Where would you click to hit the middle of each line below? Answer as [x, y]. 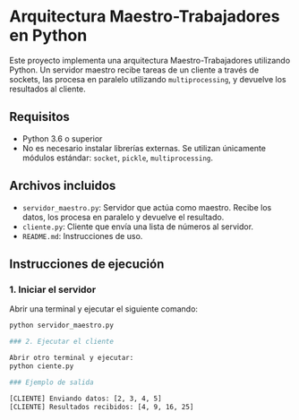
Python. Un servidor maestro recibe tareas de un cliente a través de [134, 70]
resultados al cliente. [48, 89]
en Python [48, 35]
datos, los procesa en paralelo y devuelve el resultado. [123, 217]
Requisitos [39, 117]
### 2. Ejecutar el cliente [62, 342]
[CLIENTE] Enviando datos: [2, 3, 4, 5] [86, 399]
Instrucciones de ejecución [87, 264]
